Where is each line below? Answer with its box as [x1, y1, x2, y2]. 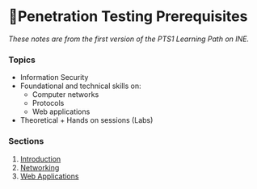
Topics [8, 54, 36, 65]
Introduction [19, 153, 61, 164]
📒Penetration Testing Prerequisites [8, 7, 248, 26]
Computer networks [32, 90, 99, 99]
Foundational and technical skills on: [19, 81, 141, 91]
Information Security [19, 73, 89, 82]
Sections [8, 136, 44, 147]
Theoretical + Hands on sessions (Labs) [19, 115, 154, 125]
